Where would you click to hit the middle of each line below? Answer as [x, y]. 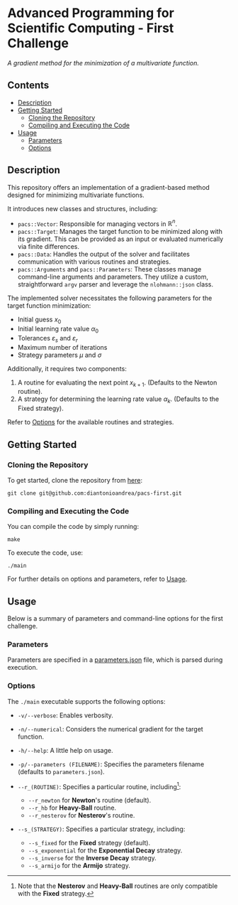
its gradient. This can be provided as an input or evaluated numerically [120, 239]
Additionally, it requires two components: [67, 368]
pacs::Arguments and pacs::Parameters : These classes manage [109, 269]
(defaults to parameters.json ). [61, 771]
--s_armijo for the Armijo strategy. [79, 866]
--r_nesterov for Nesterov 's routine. [81, 815]
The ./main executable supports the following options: [86, 701]
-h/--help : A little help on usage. [65, 750]
